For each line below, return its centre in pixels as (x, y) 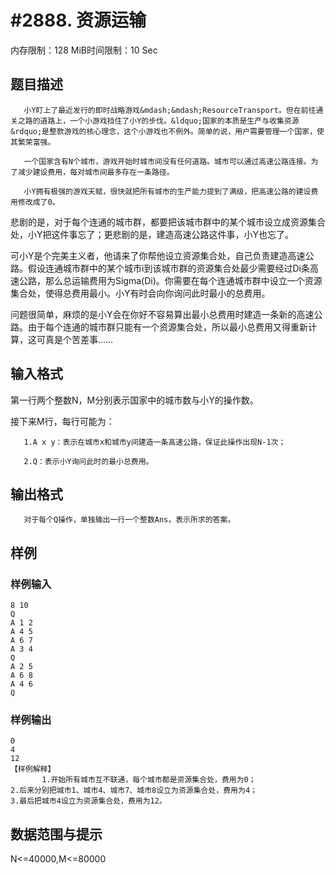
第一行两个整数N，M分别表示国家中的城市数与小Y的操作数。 (134, 400)
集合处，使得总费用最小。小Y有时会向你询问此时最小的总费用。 (140, 293)
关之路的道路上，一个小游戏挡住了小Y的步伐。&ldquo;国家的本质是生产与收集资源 (155, 121)
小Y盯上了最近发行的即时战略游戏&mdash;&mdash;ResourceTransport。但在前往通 (173, 110)
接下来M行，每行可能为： (62, 421)
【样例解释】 (33, 769)
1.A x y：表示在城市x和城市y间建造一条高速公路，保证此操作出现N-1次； (155, 442)
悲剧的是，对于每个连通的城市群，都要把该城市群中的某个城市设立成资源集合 (168, 222)
